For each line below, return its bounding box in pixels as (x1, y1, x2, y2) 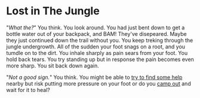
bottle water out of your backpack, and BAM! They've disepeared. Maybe (6, 30, 187, 37)
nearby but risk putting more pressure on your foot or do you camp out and (6, 79, 191, 87)
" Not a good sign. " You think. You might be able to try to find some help (6, 73, 183, 81)
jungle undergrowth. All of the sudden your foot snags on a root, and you (6, 43, 186, 50)
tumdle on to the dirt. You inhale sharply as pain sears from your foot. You (6, 49, 188, 56)
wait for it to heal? (6, 86, 51, 93)
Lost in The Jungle (6, 4, 100, 18)
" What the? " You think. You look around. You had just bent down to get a (6, 24, 185, 31)
